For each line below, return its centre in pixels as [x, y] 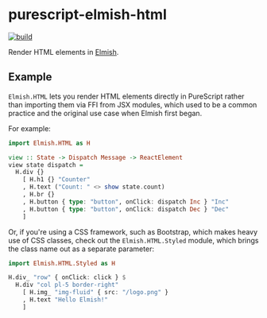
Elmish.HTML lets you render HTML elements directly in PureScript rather [126, 96]
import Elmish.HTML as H [49, 143]
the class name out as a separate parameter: [81, 249]
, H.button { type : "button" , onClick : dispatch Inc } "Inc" [126, 202]
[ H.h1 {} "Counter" [56, 180]
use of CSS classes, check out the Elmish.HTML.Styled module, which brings [133, 240]
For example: [30, 128]
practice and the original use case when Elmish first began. [105, 113]
